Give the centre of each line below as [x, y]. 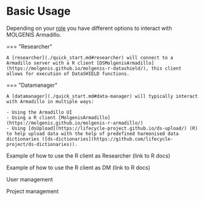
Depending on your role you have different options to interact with [89, 28]
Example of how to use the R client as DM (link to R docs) [78, 167]
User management [30, 179]
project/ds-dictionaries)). [42, 144]
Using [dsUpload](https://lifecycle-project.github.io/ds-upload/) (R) [105, 128]
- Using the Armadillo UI [39, 112]
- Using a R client [31, 117]
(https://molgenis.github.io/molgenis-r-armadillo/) [75, 123]
